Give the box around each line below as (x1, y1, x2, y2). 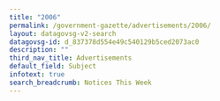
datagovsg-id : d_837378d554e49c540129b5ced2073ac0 (9, 37, 200, 47)
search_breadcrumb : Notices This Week (9, 78, 152, 87)
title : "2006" (9, 12, 62, 22)
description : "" (9, 46, 69, 54)
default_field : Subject (9, 62, 97, 71)
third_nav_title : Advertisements (9, 54, 133, 62)
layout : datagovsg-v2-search (9, 29, 117, 38)
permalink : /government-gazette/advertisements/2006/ (9, 21, 212, 30)
